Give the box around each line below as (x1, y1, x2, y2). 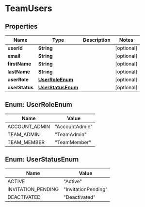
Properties (5, 22, 38, 31)
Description (82, 37, 111, 43)
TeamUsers (5, 3, 52, 14)
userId (7, 45, 23, 51)
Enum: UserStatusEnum (5, 156, 79, 164)
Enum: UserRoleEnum (5, 100, 73, 109)
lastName (7, 68, 31, 75)
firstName (7, 61, 32, 67)
